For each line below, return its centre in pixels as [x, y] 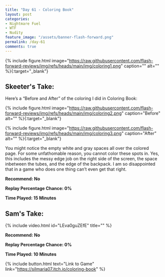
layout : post [19, 14]
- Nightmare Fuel [23, 23]
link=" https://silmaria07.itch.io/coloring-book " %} [55, 269]
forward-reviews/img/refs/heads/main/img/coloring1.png [63, 66]
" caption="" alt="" [140, 66]
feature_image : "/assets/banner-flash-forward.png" [59, 38]
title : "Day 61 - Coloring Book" [40, 10]
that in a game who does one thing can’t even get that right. [66, 169]
